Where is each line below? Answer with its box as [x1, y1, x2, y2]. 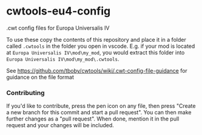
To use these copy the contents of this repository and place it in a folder [6, 36, 186, 43]
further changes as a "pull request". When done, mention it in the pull [6, 115, 180, 122]
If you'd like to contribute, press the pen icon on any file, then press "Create [6, 102, 196, 110]
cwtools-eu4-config [6, 4, 111, 18]
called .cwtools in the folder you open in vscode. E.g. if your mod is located [6, 42, 195, 50]
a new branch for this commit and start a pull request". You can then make [6, 109, 192, 116]
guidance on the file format [6, 73, 75, 81]
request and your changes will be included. [6, 122, 114, 129]
